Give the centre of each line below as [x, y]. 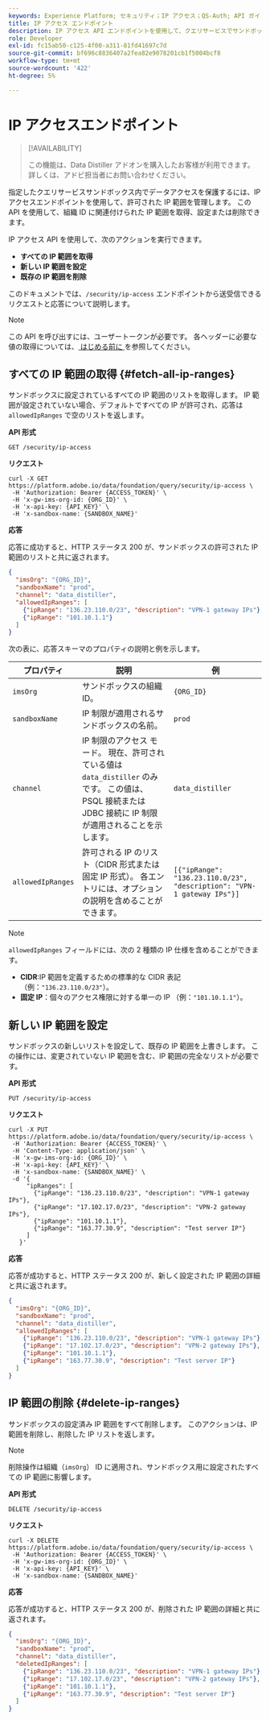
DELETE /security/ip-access [55, 1509]
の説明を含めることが [122, 901]
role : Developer [35, 38]
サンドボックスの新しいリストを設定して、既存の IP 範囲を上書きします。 [129, 1046]
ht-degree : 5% [32, 76]
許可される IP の [112, 852]
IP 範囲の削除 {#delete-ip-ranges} [94, 1403]
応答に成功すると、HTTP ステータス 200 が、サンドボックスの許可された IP [133, 547]
